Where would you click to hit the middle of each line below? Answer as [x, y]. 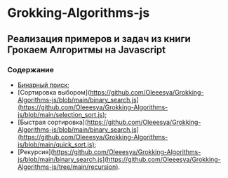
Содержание [31, 69]
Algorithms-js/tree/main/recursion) [68, 167]
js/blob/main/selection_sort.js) [61, 114]
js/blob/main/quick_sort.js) [56, 144]
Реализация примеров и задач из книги [99, 39]
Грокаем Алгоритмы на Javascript [87, 49]
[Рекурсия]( [35, 151]
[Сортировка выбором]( [54, 92]
